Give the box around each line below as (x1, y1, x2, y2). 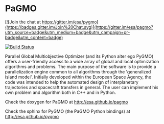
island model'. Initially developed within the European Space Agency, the (5, 74, 152, 80)
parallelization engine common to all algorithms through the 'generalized (5, 69, 151, 74)
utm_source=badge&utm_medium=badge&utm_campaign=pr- (5, 29, 130, 35)
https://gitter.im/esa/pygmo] (42, 19, 99, 25)
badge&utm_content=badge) (5, 35, 63, 40)
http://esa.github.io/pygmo (5, 113, 59, 119)
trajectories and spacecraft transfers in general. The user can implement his (5, 84, 159, 90)
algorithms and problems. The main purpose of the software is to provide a (5, 64, 157, 70)
